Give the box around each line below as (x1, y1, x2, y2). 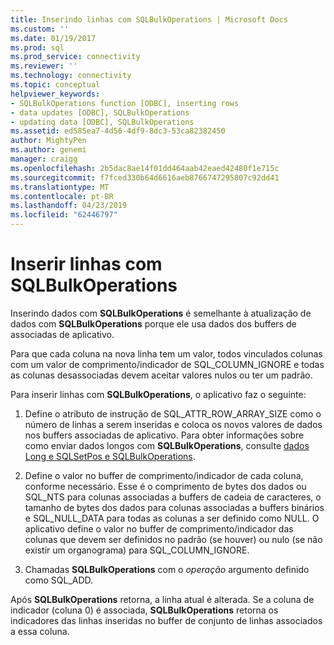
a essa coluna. (10, 625, 70, 637)
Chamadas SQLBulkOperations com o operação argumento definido (24, 563, 310, 575)
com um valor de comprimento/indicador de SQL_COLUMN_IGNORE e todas (10, 358, 325, 370)
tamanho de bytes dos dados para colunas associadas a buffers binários (24, 501, 325, 513)
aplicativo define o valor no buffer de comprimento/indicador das (24, 522, 294, 535)
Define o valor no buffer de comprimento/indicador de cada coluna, (24, 469, 304, 481)
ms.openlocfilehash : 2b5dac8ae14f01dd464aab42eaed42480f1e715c (10, 163, 280, 173)
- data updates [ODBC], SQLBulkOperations (10, 107, 190, 118)
